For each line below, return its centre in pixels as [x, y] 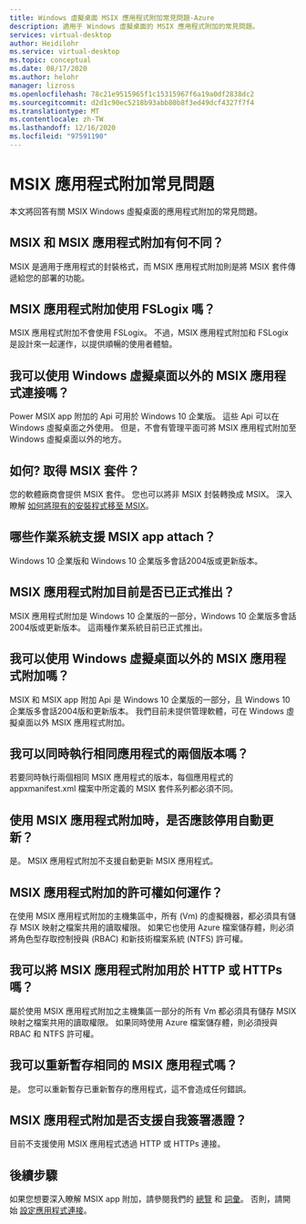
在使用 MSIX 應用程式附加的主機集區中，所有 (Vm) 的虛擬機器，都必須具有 [149, 915]
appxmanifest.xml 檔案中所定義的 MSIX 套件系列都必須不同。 [124, 789]
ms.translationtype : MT [55, 111]
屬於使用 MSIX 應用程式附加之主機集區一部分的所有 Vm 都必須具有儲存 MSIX [153, 1011]
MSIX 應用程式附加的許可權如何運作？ [116, 892]
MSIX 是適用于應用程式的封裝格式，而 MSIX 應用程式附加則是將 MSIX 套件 [149, 266]
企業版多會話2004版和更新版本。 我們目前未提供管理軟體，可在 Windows [147, 710]
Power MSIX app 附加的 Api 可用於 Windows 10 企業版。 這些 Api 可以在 [144, 416]
